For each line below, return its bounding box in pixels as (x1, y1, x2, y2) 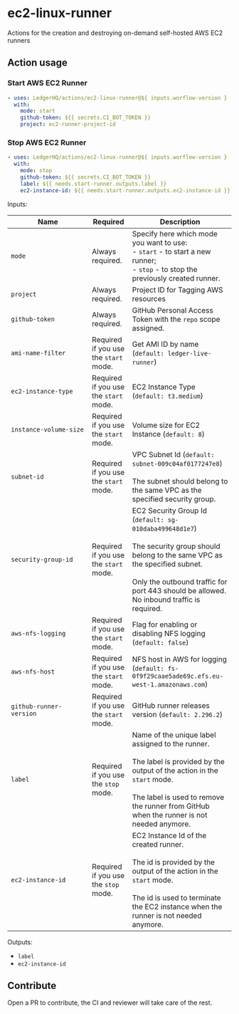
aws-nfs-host (11, 667, 55, 676)
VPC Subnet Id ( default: (132, 449, 215, 459)
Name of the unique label (132, 730, 216, 740)
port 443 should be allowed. (132, 585, 226, 595)
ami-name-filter (11, 349, 66, 357)
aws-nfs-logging (11, 629, 66, 637)
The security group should (132, 541, 221, 551)
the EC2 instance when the (132, 901, 223, 911)
